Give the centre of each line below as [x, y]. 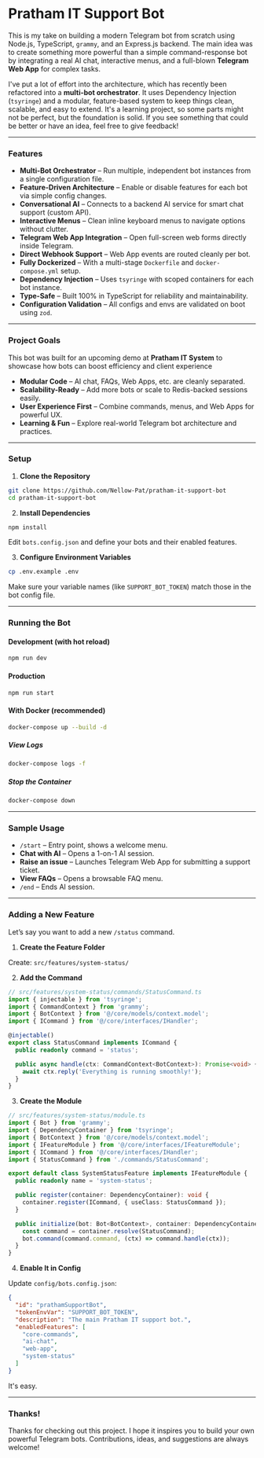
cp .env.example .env [44, 572]
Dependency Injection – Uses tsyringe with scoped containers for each [136, 279]
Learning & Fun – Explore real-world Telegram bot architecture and [128, 423]
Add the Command [51, 977]
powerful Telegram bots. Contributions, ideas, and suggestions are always [128, 1439]
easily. [30, 398]
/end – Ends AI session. [57, 887]
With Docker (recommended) [57, 711]
